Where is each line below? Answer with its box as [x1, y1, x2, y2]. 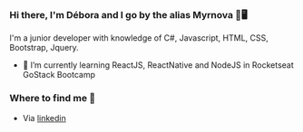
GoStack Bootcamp [22, 70, 95, 80]
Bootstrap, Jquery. [9, 42, 79, 53]
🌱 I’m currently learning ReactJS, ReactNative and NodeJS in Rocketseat [22, 60, 295, 71]
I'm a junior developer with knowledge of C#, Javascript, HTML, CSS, [9, 33, 269, 43]
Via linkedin [22, 112, 66, 123]
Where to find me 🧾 [9, 92, 96, 105]
